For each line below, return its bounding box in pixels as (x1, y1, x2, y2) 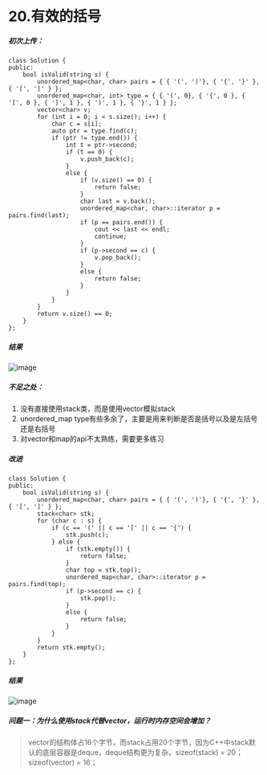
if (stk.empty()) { (65, 545, 131, 553)
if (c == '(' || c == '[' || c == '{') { (51, 524, 192, 532)
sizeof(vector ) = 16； (27, 757, 98, 767)
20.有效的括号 (8, 7, 102, 26)
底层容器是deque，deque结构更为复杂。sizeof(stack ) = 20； (42, 748, 243, 757)
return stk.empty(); (37, 644, 106, 652)
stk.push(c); (65, 531, 110, 539)
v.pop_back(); (94, 254, 142, 262)
